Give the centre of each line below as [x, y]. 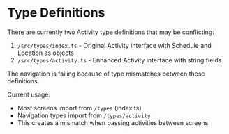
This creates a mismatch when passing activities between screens [113, 122]
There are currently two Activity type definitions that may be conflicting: [111, 32]
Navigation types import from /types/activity [84, 115]
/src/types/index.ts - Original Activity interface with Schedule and [114, 45]
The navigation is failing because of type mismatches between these [106, 74]
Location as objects [46, 53]
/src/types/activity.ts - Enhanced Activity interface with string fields [119, 60]
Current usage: [29, 94]
